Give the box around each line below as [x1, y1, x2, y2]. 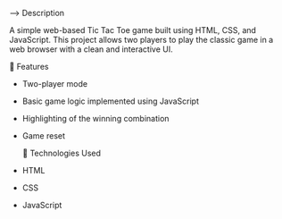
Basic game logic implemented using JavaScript [21, 96, 199, 106]
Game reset [21, 131, 65, 141]
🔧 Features [9, 62, 49, 72]
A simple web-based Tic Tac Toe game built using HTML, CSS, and [9, 25, 257, 35]
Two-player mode [21, 79, 87, 88]
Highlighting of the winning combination [21, 114, 170, 123]
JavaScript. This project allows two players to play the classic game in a [9, 35, 274, 45]
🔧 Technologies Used [21, 147, 101, 158]
